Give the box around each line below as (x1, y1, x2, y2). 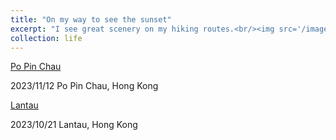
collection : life (10, 33, 83, 43)
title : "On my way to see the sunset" (10, 14, 172, 25)
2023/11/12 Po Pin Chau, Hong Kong (10, 80, 159, 92)
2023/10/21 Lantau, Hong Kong (10, 119, 138, 131)
